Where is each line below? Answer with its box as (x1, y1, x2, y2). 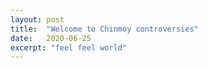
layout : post (10, 14, 65, 25)
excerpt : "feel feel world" (10, 42, 128, 53)
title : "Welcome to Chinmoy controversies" (10, 24, 199, 34)
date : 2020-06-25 (10, 33, 92, 43)
